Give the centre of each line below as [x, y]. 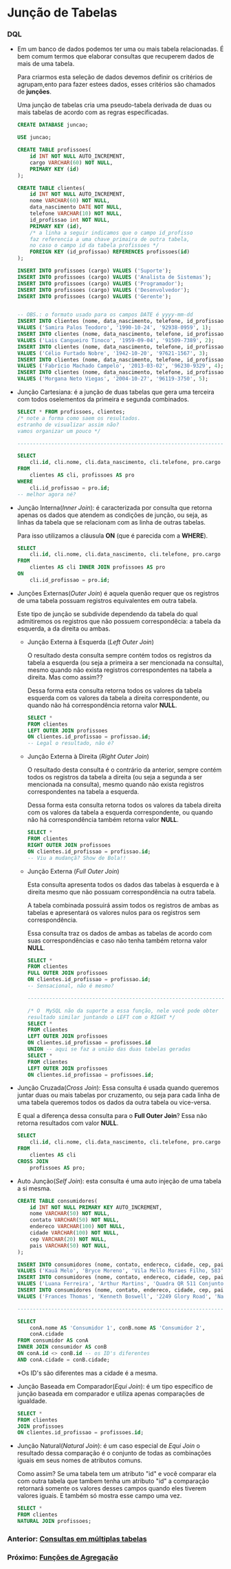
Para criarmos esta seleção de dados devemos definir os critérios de [115, 77]
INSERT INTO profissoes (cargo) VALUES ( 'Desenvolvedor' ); [103, 290]
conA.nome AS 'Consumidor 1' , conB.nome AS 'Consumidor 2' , [118, 1328]
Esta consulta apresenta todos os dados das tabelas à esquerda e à [123, 884]
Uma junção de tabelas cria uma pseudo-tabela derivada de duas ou [114, 105]
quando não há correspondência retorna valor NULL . [102, 705]
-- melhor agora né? [46, 494]
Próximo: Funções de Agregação [63, 1557]
